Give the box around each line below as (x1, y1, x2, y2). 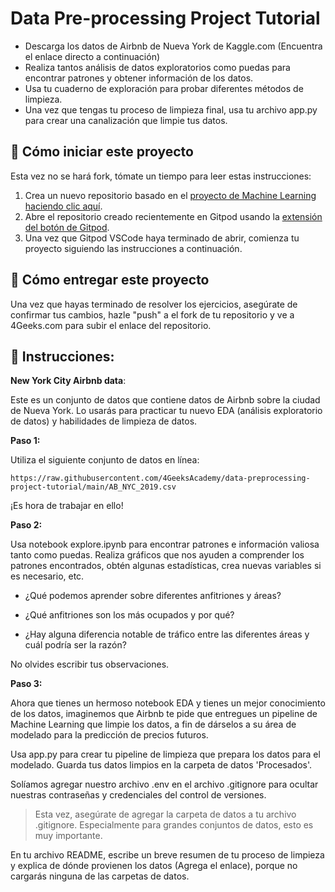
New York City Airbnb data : (10, 375, 127, 387)
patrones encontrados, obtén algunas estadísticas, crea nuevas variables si (10, 560, 322, 572)
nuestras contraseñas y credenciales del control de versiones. (10, 789, 267, 801)
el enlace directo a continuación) (24, 50, 161, 62)
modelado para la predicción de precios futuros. (10, 729, 209, 741)
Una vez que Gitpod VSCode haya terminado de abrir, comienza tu (24, 232, 300, 244)
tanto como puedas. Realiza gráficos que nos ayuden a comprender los (10, 549, 305, 561)
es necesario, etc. (10, 570, 85, 582)
